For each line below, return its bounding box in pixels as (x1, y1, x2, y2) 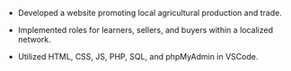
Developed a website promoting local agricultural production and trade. (17, 8, 283, 18)
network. (17, 35, 51, 44)
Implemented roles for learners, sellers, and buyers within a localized (17, 25, 274, 35)
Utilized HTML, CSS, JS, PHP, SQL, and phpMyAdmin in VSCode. (17, 51, 259, 61)
